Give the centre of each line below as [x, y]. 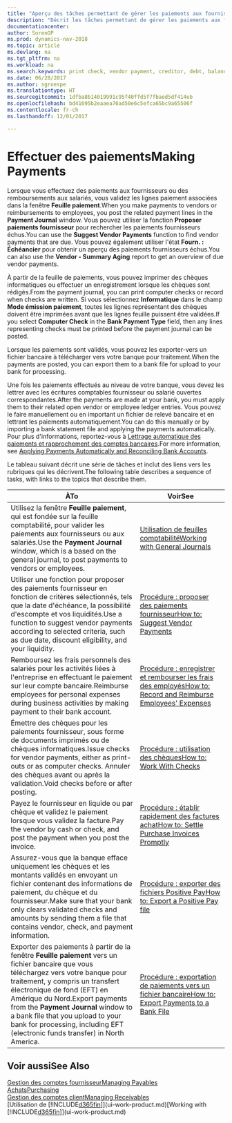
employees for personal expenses [66, 694]
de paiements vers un [175, 985]
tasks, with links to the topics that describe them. [77, 479]
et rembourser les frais [177, 677]
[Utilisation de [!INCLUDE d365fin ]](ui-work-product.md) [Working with [107, 1105]
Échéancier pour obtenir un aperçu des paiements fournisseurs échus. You [113, 249]
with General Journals [175, 547]
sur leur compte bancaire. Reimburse [70, 686]
